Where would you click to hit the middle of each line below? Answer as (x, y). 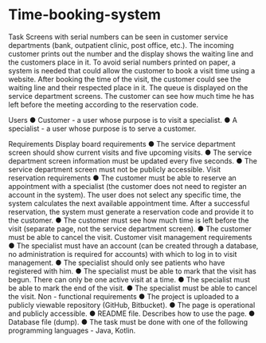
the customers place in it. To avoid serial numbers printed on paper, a (122, 62)
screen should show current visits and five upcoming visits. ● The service (130, 152)
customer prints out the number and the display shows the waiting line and (131, 53)
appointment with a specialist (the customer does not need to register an (127, 186)
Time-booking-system (85, 15)
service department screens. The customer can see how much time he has (131, 96)
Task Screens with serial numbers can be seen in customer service (118, 37)
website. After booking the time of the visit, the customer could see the (125, 79)
